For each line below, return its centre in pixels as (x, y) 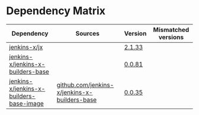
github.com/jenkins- (85, 85)
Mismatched (171, 30)
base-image (27, 103)
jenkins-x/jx (26, 47)
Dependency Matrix (56, 11)
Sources (87, 33)
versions (171, 37)
